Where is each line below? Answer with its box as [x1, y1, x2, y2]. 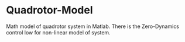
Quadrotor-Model [6, 3, 93, 17]
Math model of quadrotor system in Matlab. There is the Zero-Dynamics [6, 23, 180, 30]
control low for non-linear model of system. [6, 29, 111, 36]
